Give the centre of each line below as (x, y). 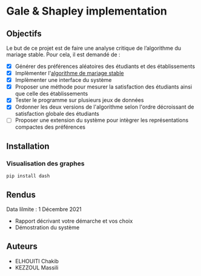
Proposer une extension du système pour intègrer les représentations (102, 120)
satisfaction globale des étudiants (57, 114)
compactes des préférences (50, 127)
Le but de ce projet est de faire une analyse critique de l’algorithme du (94, 48)
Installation (28, 146)
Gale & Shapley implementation (87, 11)
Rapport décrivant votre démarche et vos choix (74, 221)
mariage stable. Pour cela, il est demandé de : (63, 55)
